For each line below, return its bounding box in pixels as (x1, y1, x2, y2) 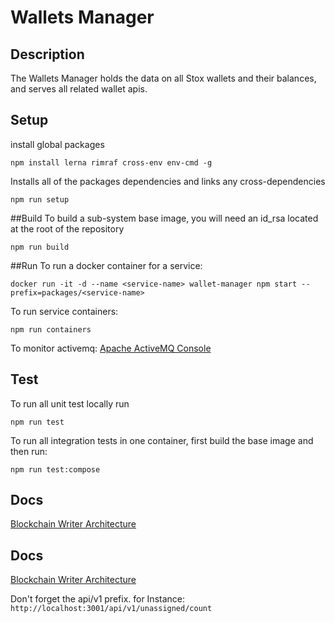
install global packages (10, 138, 105, 150)
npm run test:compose (10, 464, 101, 475)
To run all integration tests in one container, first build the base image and (10, 434, 314, 446)
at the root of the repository (10, 222, 125, 235)
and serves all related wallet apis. (10, 83, 148, 95)
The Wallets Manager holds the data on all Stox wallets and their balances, (10, 72, 317, 84)
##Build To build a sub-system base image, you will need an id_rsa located (10, 212, 319, 224)
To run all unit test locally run (10, 397, 130, 410)
